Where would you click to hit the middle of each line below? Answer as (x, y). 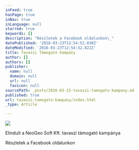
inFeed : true (19, 10)
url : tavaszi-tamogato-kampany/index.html (51, 100)
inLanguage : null (24, 24)
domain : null (24, 76)
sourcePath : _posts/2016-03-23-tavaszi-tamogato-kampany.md (70, 90)
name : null (21, 72)
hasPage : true (20, 15)
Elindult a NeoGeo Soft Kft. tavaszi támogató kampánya (63, 133)
